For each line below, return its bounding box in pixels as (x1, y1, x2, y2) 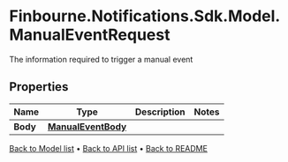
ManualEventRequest (9, 25, 171, 45)
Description (135, 106, 186, 118)
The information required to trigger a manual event (9, 54, 193, 64)
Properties (9, 79, 69, 94)
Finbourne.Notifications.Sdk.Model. (9, 6, 281, 26)
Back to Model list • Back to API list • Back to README (9, 143, 208, 153)
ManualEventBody (47, 121, 127, 133)
